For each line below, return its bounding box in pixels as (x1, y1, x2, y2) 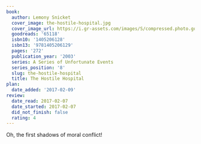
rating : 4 (11, 115, 36, 121)
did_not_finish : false (11, 109, 68, 115)
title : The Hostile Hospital (11, 76, 84, 82)
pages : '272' (11, 48, 44, 54)
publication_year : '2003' (11, 53, 77, 59)
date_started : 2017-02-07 (11, 103, 77, 110)
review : (6, 92, 26, 98)
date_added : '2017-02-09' (11, 87, 77, 93)
